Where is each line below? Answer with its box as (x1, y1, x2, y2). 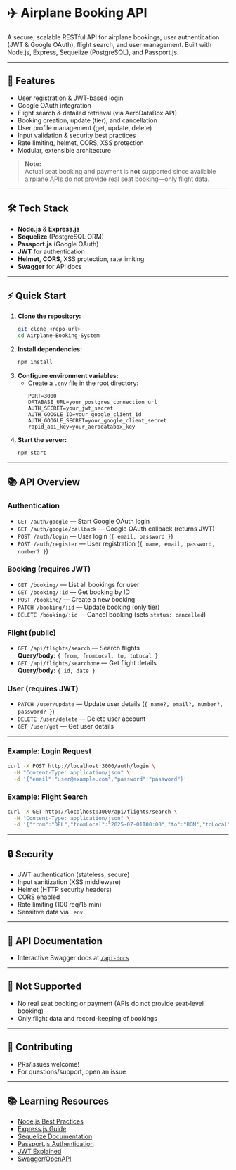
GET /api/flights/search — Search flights (17, 644, 140, 653)
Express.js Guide (17, 1125, 67, 1133)
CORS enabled (17, 893, 60, 901)
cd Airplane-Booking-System (17, 332, 100, 339)
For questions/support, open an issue (17, 1067, 126, 1076)
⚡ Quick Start (7, 289, 67, 302)
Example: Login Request (7, 746, 92, 756)
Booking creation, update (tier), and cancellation (17, 116, 158, 125)
